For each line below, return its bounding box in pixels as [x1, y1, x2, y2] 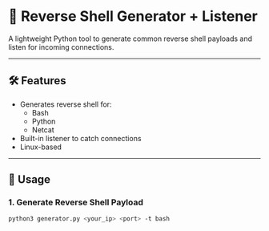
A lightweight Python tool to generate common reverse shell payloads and [8, 34, 253, 43]
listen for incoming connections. [8, 42, 114, 51]
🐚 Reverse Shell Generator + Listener [8, 7, 259, 26]
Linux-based [19, 142, 62, 152]
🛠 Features [8, 74, 66, 87]
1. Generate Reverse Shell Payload [8, 197, 144, 208]
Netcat [31, 124, 54, 135]
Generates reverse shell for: [19, 99, 112, 109]
